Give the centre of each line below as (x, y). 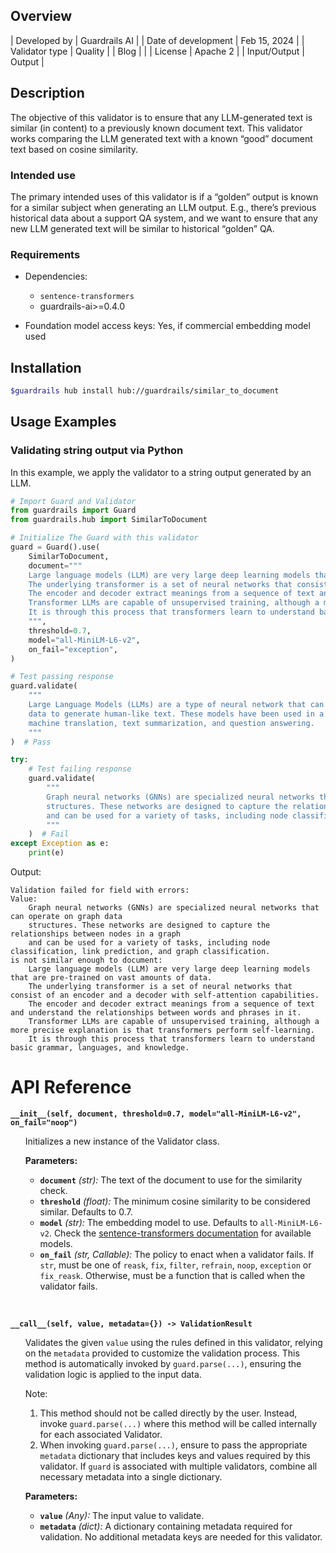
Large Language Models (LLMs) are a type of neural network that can (176, 705)
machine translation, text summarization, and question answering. (171, 723)
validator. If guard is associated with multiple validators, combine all (178, 1466)
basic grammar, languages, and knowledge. (100, 1048)
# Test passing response (62, 677)
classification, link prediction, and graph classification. (140, 952)
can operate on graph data (66, 917)
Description (47, 93)
